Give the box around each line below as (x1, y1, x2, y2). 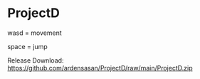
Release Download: (7, 56, 64, 65)
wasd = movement (7, 28, 62, 37)
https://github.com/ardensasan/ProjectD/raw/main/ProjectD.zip (7, 63, 193, 72)
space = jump (7, 42, 48, 51)
